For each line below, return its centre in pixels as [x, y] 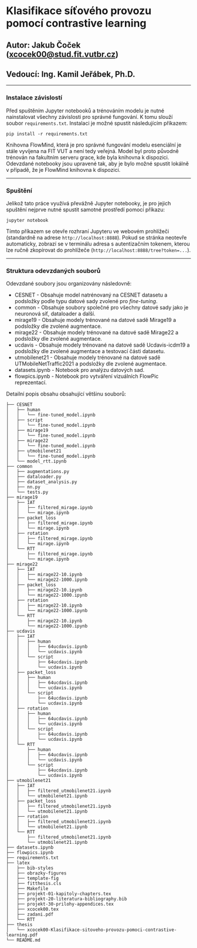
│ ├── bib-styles [30, 868]
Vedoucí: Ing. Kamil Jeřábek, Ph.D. [71, 74]
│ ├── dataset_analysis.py [42, 482]
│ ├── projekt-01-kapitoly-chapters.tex [59, 894]
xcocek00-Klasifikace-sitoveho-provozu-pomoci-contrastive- [102, 930]
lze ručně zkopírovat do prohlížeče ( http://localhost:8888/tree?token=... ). [98, 250]
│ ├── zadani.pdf [30, 914]
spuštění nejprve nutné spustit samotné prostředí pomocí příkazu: [86, 209]
